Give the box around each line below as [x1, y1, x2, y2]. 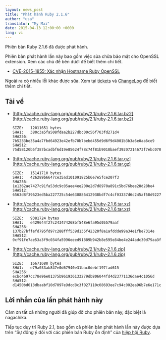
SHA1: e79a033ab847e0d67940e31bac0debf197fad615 [12, 265, 119, 270]
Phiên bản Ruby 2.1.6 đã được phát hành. [5, 44, 88, 49]
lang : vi [5, 30, 23, 35]
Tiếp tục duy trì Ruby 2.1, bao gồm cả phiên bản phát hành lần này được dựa [5, 324, 161, 330]
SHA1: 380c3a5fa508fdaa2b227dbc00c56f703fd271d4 [12, 130, 119, 135]
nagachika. [5, 314, 28, 320]
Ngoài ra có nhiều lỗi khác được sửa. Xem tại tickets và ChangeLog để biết [5, 78, 158, 84]
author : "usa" [5, 16, 35, 21]
